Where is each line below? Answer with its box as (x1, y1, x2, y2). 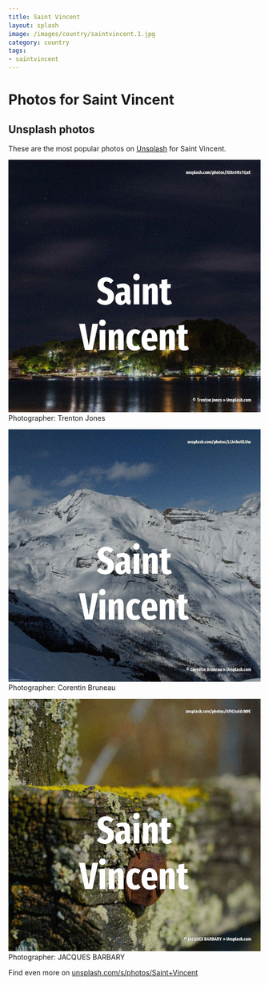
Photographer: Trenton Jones (8, 414, 106, 422)
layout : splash (8, 21, 59, 30)
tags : (8, 46, 26, 55)
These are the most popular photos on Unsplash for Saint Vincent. (8, 144, 227, 153)
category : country (8, 38, 70, 46)
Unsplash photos (8, 123, 95, 136)
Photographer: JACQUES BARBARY (8, 952, 126, 962)
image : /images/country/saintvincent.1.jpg (8, 30, 156, 38)
